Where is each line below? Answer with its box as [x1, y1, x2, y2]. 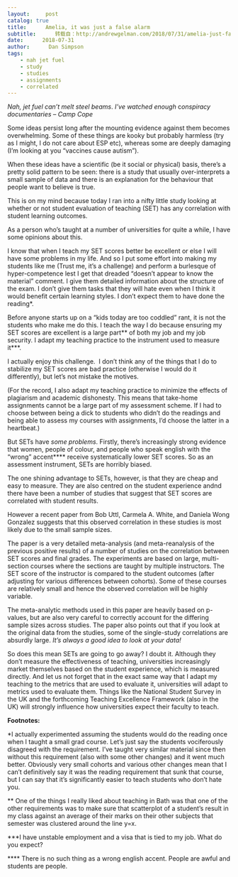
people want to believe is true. [7, 183, 96, 192]
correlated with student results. [7, 496, 99, 505]
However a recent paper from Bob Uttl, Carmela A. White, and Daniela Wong [7, 511, 230, 519]
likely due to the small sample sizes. [7, 525, 112, 534]
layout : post [7, 10, 59, 18]
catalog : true [7, 17, 50, 24]
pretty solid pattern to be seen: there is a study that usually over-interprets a [7, 168, 230, 176]
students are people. [7, 862, 68, 871]
